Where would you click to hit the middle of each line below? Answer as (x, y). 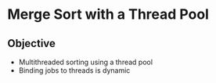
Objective (32, 43)
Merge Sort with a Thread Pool (108, 14)
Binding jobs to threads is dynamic (74, 70)
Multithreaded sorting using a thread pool (86, 62)
